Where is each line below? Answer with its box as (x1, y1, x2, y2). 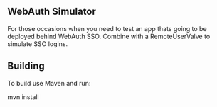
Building (7, 60, 45, 72)
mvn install (7, 92, 39, 101)
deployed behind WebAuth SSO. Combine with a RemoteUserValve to (7, 32, 211, 40)
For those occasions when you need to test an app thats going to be (7, 24, 208, 33)
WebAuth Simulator (7, 6, 96, 18)
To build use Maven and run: (7, 79, 91, 87)
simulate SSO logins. (7, 39, 68, 48)
